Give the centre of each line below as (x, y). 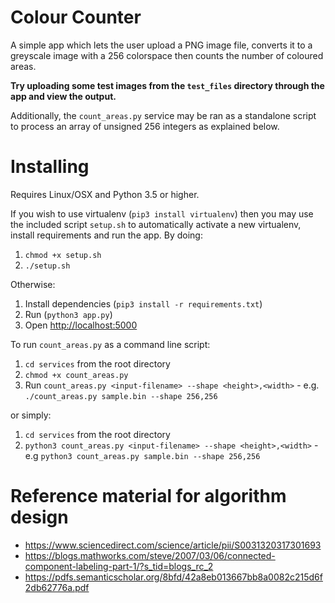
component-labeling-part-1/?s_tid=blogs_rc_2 (119, 566)
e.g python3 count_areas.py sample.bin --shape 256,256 (142, 455)
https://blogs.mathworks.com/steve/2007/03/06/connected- (150, 555)
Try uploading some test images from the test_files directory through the (167, 85)
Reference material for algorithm (148, 496)
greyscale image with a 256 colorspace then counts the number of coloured (167, 55)
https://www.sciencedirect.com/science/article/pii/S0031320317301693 (173, 545)
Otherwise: (33, 284)
